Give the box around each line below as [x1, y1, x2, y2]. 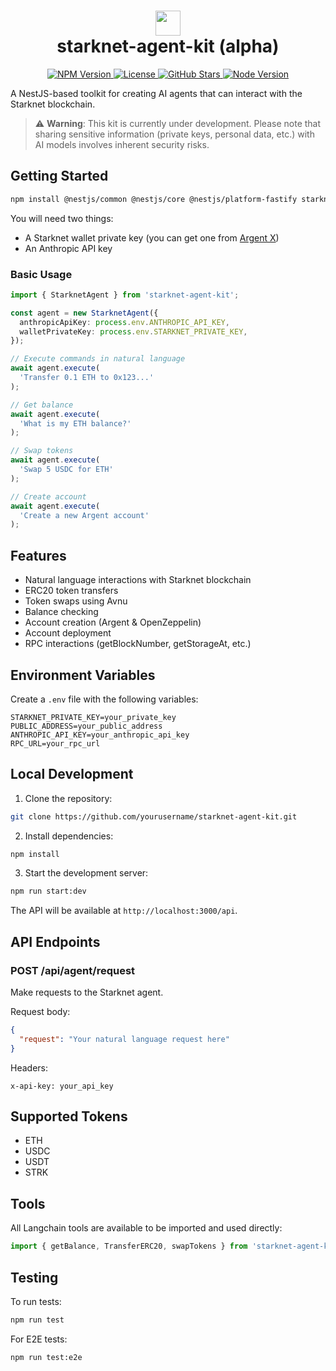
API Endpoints [10, 933, 101, 950]
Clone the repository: [24, 792, 113, 804]
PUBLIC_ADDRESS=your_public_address [10, 721, 163, 731]
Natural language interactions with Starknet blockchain [24, 574, 252, 586]
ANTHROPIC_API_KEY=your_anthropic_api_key [10, 730, 190, 740]
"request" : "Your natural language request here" [19, 1034, 230, 1044]
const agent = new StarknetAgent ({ [10, 308, 159, 318]
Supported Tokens [10, 1108, 128, 1125]
